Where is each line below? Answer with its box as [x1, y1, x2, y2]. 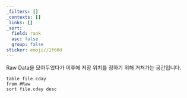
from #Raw [6, 81, 31, 87]
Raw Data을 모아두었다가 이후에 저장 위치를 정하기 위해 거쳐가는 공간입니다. [6, 64, 182, 71]
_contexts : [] [6, 14, 42, 20]
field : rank [11, 31, 42, 37]
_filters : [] [6, 8, 39, 15]
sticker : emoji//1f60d [6, 47, 62, 53]
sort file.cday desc [6, 86, 58, 92]
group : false [11, 42, 44, 48]
